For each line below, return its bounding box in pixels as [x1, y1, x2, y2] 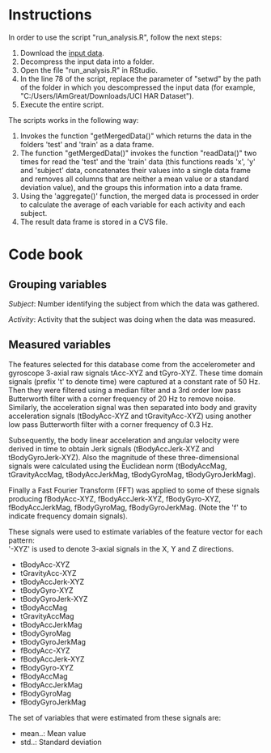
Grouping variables [8, 277, 108, 291]
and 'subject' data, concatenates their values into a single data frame [19, 165, 251, 175]
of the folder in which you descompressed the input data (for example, [19, 82, 256, 92]
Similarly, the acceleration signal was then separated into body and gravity [8, 402, 257, 412]
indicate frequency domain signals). [8, 511, 128, 521]
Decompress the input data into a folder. [19, 57, 155, 66]
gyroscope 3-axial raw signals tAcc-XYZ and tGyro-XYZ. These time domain [8, 368, 264, 378]
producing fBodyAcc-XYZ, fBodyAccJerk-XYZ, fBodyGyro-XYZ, [8, 493, 222, 503]
